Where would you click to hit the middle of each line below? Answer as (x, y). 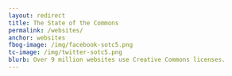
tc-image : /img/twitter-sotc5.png (66, 52)
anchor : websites (37, 38)
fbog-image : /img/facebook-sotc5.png (71, 45)
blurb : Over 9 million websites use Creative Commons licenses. (117, 60)
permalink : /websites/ (46, 30)
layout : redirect (37, 15)
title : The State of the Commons (64, 23)
